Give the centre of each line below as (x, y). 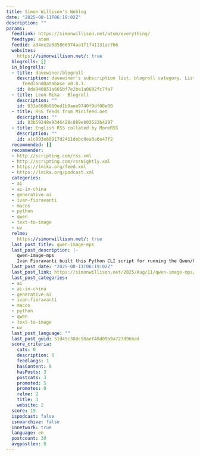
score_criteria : (32, 344)
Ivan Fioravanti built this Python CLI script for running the (97, 261)
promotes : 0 (32, 389)
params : (16, 28)
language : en (28, 433)
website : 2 (30, 405)
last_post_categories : (40, 278)
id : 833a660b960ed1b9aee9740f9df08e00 (65, 106)
